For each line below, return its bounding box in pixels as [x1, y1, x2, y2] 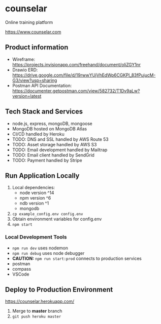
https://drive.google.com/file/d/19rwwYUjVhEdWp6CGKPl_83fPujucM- [12, 72, 156, 78]
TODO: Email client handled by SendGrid [12, 152, 95, 158]
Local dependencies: [12, 185, 55, 191]
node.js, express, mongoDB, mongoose [12, 121, 93, 126]
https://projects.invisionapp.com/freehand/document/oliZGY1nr [12, 61, 141, 67]
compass [12, 266, 31, 272]
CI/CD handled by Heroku [12, 131, 65, 137]
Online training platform [5, 19, 53, 25]
